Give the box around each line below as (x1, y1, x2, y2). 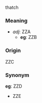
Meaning (5, 17, 28, 24)
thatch (5, 5, 19, 10)
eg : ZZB (20, 34, 37, 40)
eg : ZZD (5, 83, 22, 89)
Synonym (5, 71, 29, 78)
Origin (5, 47, 21, 54)
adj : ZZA (12, 29, 31, 35)
